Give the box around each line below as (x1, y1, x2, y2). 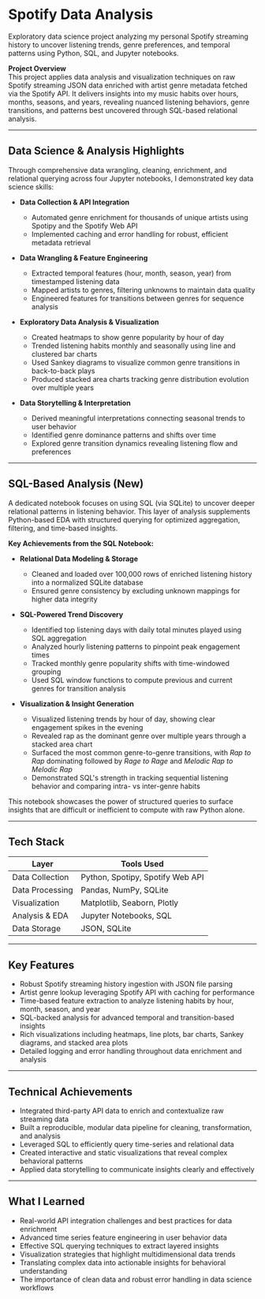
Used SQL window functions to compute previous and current (31, 675, 233, 684)
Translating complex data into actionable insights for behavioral (19, 1257, 226, 1267)
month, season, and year (19, 1005, 101, 1014)
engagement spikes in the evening (31, 722, 144, 732)
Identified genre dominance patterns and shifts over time (31, 430, 217, 440)
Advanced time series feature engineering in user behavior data (19, 1233, 227, 1242)
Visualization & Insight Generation (19, 698, 134, 708)
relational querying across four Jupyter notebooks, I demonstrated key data (8, 174, 254, 183)
